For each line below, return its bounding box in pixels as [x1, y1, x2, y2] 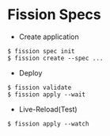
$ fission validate [7, 84, 72, 91]
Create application [18, 32, 80, 41]
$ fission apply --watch [7, 119, 89, 128]
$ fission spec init [7, 47, 76, 55]
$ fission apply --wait [7, 90, 86, 99]
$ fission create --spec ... [7, 54, 104, 62]
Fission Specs [7, 6, 102, 24]
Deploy [18, 68, 43, 77]
